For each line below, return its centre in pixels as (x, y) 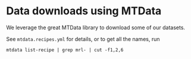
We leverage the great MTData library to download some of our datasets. (96, 27)
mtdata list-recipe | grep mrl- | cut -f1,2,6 (65, 50)
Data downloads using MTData (84, 11)
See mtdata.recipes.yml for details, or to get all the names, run (83, 39)
